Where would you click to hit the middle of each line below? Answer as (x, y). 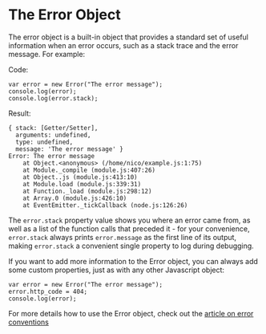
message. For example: (47, 54)
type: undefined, (44, 142)
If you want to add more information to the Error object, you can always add (133, 261)
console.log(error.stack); (53, 98)
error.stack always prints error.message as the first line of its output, (123, 237)
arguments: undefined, (53, 135)
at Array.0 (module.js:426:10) (75, 198)
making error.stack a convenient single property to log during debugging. (131, 246)
